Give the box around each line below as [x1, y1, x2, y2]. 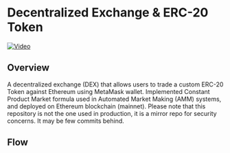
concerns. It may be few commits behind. [7, 117, 125, 125]
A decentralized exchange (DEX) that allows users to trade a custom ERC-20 [7, 80, 224, 89]
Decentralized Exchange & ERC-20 [7, 5, 209, 21]
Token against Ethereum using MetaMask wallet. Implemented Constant [7, 87, 211, 95]
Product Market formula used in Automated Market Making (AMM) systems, [7, 95, 222, 103]
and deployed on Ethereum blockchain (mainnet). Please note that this [7, 102, 206, 110]
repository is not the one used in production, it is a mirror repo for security [7, 109, 218, 117]
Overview [7, 62, 50, 73]
